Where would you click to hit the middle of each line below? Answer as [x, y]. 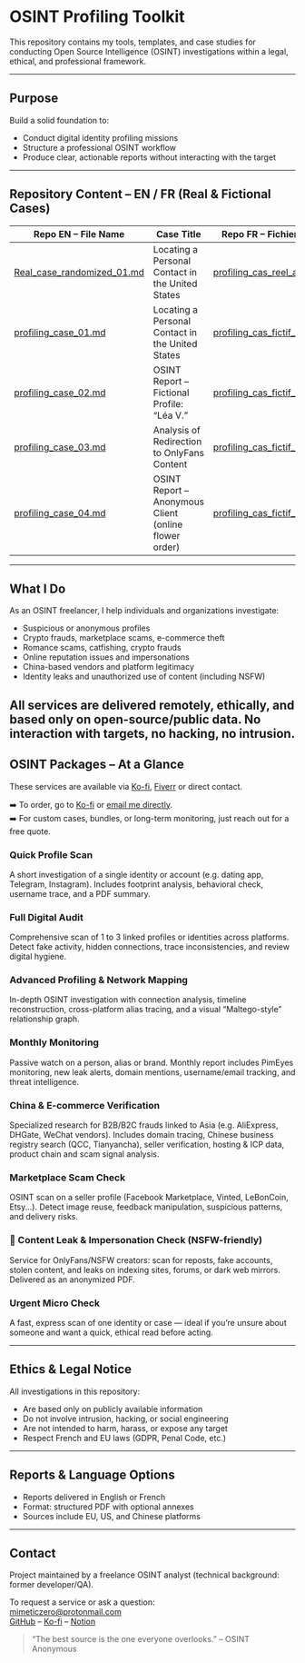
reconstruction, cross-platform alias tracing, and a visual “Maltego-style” [146, 1010]
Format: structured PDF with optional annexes [108, 1507]
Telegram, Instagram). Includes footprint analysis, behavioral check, [137, 884]
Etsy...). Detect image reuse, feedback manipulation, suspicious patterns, [146, 1207]
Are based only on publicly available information [113, 1409]
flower [167, 535]
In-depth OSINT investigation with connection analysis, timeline [128, 1000]
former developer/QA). [51, 1585]
